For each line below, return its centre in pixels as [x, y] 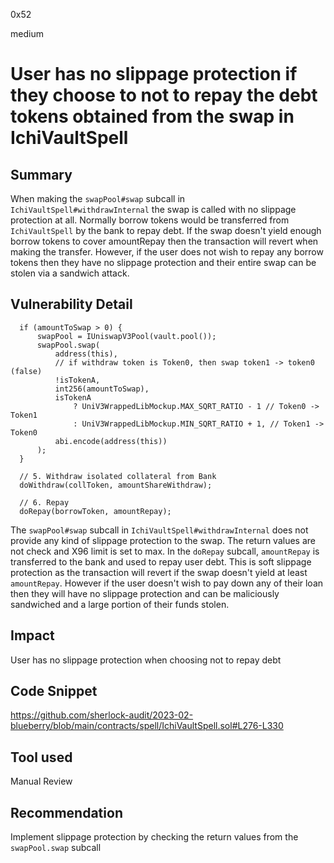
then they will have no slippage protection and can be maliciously [145, 593]
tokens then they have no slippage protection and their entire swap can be [163, 262]
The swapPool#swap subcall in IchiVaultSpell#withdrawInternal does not [159, 530]
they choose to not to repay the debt [164, 95]
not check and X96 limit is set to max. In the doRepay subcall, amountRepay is [165, 551]
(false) [26, 371]
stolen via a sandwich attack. [70, 273]
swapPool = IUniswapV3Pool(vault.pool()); [126, 336]
